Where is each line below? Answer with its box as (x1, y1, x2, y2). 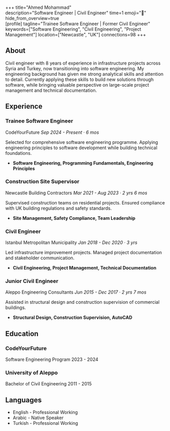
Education (5, 329, 39, 338)
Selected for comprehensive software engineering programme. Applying (5, 139, 158, 145)
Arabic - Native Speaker (12, 415, 64, 421)
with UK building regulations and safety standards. (5, 205, 112, 211)
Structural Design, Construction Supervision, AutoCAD (12, 315, 133, 321)
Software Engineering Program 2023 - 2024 (5, 356, 99, 363)
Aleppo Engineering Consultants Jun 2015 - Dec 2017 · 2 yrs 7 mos (5, 289, 147, 295)
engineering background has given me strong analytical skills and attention (5, 71, 164, 77)
